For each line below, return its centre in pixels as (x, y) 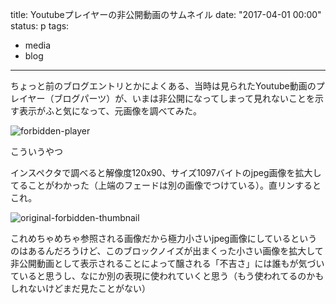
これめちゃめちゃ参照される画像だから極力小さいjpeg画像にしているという (164, 238)
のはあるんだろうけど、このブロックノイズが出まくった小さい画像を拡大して (167, 251)
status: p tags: (40, 26)
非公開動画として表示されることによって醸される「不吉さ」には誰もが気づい (167, 263)
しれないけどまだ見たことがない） (80, 288)
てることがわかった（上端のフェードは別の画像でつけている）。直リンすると (166, 185)
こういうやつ (36, 151)
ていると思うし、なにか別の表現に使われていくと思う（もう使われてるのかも (167, 276)
